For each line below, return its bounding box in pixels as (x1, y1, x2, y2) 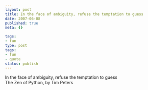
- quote (5, 56, 21, 61)
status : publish (5, 61, 38, 66)
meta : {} (5, 25, 23, 30)
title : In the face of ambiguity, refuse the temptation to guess (5, 12, 144, 17)
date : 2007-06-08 (5, 16, 41, 21)
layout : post (5, 7, 32, 12)
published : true (5, 20, 38, 26)
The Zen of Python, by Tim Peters (5, 80, 74, 86)
